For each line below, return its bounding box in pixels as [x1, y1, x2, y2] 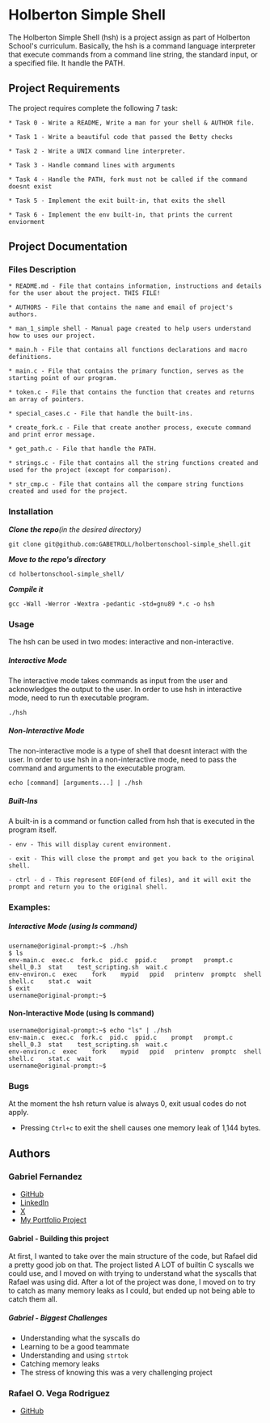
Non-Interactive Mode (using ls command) [8, 1008, 155, 1018]
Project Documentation [8, 240, 128, 254]
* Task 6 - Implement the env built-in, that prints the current [8, 210, 233, 219]
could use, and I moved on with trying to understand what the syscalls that [8, 1269, 257, 1278]
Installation [8, 506, 54, 517]
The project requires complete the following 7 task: [8, 103, 178, 112]
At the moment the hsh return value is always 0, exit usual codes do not [8, 1099, 247, 1108]
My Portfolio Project [19, 1215, 87, 1225]
